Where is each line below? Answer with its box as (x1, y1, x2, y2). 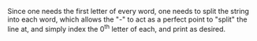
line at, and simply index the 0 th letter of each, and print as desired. (7, 23, 226, 33)
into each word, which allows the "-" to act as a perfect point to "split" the (7, 15, 248, 24)
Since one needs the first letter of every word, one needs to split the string (7, 7, 250, 15)
